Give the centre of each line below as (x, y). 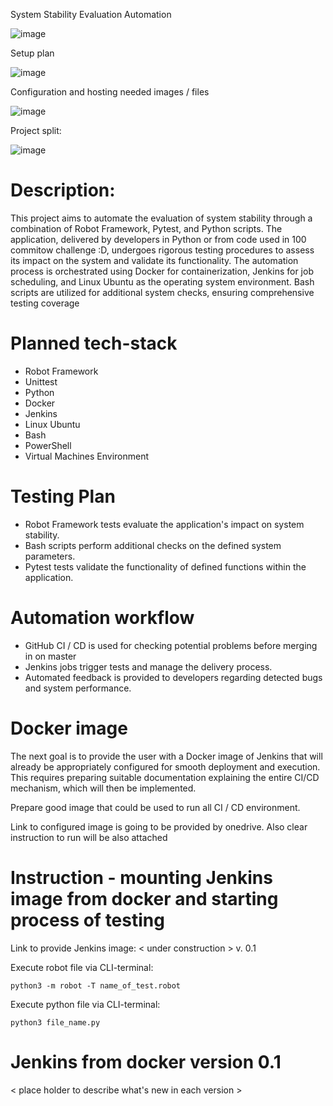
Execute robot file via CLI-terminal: (82, 967)
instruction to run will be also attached (89, 837)
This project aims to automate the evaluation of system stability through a (161, 218)
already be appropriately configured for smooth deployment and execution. (165, 766)
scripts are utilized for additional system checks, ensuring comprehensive (162, 292)
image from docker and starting (144, 898)
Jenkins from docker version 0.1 (146, 1061)
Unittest (41, 381)
